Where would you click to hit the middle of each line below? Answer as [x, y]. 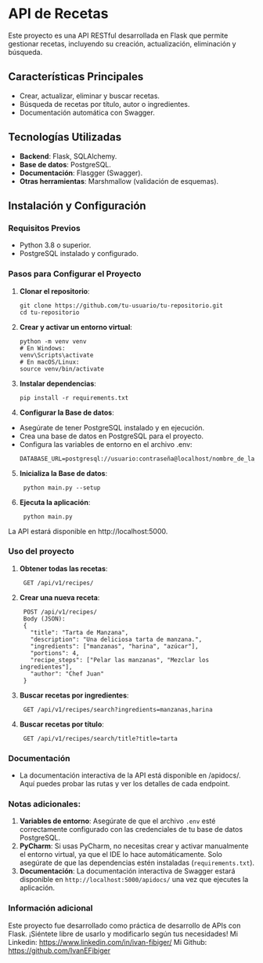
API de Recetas [58, 14]
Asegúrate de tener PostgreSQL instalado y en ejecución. [112, 427]
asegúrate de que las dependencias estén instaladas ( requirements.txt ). [137, 863]
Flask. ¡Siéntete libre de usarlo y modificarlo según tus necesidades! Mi [123, 934]
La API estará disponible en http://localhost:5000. [88, 531]
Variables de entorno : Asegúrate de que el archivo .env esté [117, 821]
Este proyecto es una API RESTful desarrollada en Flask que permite [118, 35]
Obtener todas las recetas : [63, 568]
